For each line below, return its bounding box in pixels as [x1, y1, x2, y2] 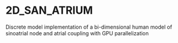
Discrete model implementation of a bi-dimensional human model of [5, 23, 173, 30]
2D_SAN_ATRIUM [5, 4, 93, 17]
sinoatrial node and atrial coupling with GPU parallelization [5, 29, 149, 36]
